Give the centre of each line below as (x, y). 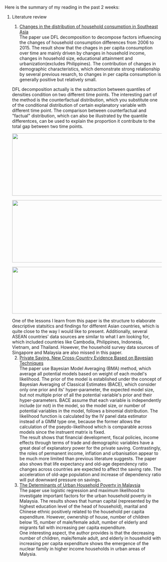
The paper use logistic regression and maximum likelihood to (82, 490)
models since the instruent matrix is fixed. (62, 432)
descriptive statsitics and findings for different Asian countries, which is (85, 326)
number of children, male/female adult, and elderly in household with (90, 538)
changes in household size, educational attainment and (76, 58)
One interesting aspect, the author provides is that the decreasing (87, 533)
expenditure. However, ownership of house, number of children (84, 517)
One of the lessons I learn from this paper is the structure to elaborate (83, 321)
